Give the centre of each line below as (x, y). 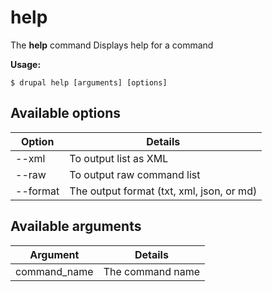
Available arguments (76, 226)
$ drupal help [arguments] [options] (89, 82)
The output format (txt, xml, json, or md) (163, 191)
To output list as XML (119, 158)
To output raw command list (135, 174)
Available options (66, 113)
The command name (152, 271)
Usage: (26, 64)
